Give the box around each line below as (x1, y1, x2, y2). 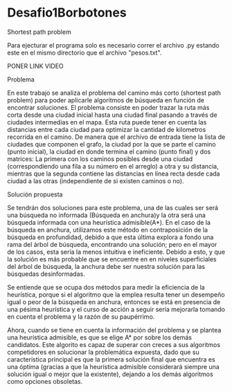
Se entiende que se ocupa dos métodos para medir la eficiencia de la (7, 283, 206, 291)
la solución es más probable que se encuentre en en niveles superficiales (7, 254, 217, 263)
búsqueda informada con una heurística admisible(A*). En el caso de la (7, 218, 211, 226)
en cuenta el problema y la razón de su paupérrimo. (7, 312, 155, 321)
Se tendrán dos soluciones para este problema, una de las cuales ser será (7, 203, 219, 212)
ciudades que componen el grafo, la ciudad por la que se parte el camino (7, 140, 216, 148)
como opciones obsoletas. (7, 377, 83, 385)
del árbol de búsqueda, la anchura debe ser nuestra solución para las (7, 262, 206, 270)
